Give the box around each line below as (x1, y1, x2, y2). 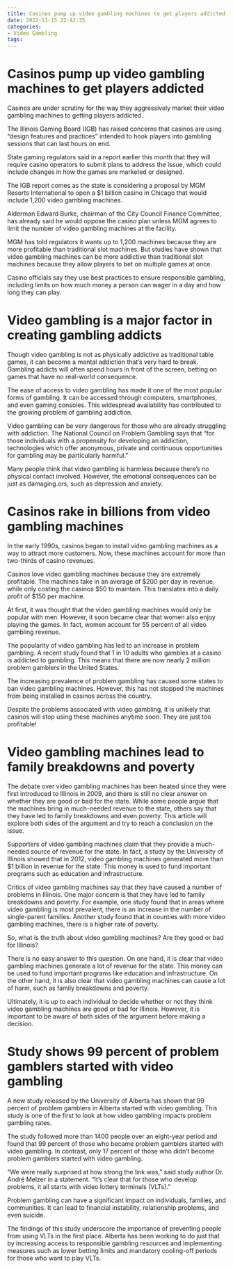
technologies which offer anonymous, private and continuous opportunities (7, 444, 223, 452)
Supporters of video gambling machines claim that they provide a (7, 840, 195, 848)
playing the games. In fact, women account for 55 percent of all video (7, 620, 207, 628)
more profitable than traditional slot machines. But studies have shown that (7, 245, 222, 254)
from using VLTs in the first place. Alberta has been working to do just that (7, 1231, 220, 1240)
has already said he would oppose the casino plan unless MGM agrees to (7, 217, 217, 225)
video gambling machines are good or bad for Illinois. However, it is (7, 1005, 200, 1013)
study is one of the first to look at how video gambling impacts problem (7, 1111, 211, 1119)
